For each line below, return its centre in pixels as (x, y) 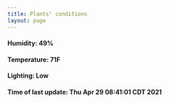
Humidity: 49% (30, 43)
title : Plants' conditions (47, 14)
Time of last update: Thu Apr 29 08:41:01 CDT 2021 (85, 92)
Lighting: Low (28, 76)
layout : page (27, 21)
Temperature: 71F (34, 59)
